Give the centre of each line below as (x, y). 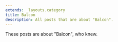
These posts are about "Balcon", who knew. (52, 34)
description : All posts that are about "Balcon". (60, 19)
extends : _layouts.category (35, 10)
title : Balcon (21, 15)
